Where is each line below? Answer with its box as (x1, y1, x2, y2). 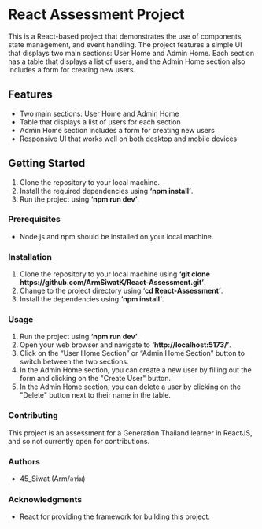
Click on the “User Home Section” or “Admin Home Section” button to (19, 349, 245, 358)
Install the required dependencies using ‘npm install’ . (19, 186, 194, 195)
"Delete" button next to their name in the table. (19, 390, 172, 400)
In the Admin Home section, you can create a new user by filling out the (19, 365, 252, 375)
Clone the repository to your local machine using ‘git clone (19, 269, 211, 279)
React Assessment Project (8, 6, 185, 24)
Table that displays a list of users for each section (19, 117, 181, 127)
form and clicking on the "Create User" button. (19, 374, 172, 383)
